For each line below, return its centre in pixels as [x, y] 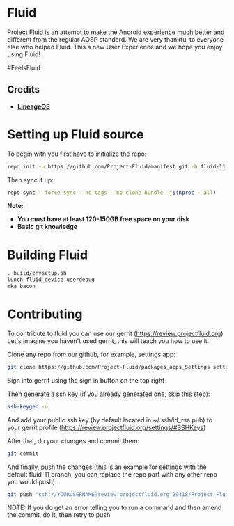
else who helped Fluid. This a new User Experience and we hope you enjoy [115, 47]
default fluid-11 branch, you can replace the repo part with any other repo [112, 474]
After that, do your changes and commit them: [73, 440]
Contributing [45, 314]
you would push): [32, 481]
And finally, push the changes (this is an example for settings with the [107, 467]
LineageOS [33, 106]
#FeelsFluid [24, 67]
